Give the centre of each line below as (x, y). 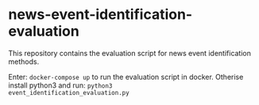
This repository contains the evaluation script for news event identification (130, 53)
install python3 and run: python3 (60, 85)
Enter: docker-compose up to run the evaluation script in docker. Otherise (126, 77)
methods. (24, 62)
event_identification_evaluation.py (69, 92)
